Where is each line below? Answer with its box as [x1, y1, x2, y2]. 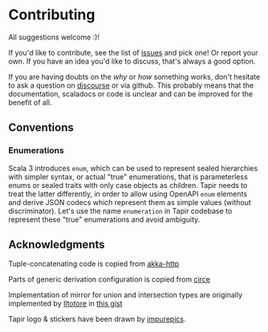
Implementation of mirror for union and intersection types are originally [8, 290, 243, 300]
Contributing [8, 6, 95, 24]
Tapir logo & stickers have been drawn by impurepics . [8, 314, 186, 324]
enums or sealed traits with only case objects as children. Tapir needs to [8, 180, 248, 190]
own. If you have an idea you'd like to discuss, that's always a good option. [8, 56, 256, 66]
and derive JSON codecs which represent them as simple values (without [8, 197, 251, 207]
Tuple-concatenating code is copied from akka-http [8, 259, 180, 268]
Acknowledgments [8, 238, 106, 252]
